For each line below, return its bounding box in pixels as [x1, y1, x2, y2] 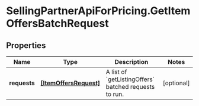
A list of [105, 68, 127, 76]
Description [114, 58, 149, 66]
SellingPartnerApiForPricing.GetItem [6, 4, 191, 18]
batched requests [105, 83, 155, 91]
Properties [6, 40, 46, 50]
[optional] [162, 79, 190, 87]
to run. [105, 90, 124, 98]
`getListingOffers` [105, 75, 155, 83]
